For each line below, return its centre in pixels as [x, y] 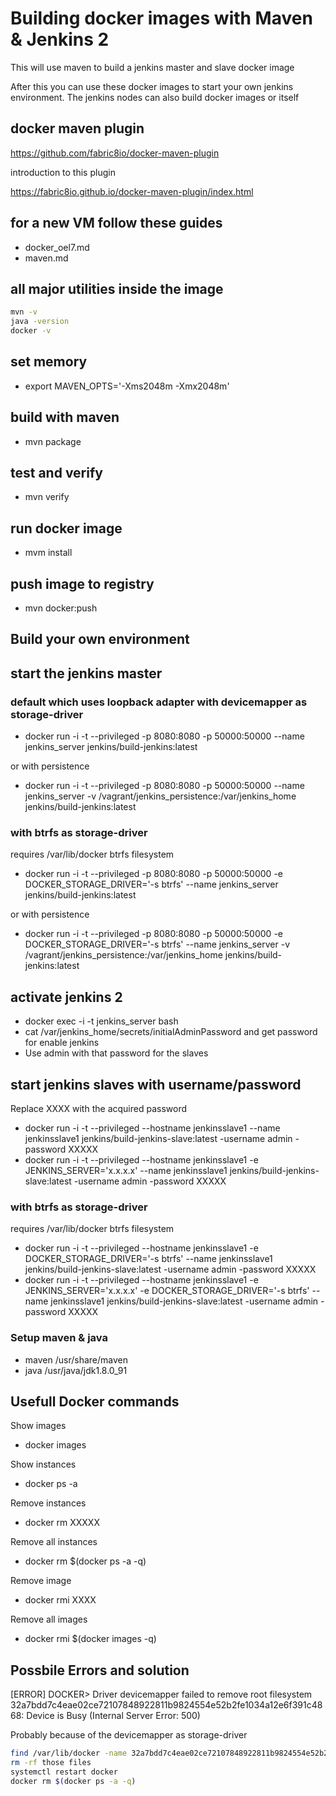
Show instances [43, 1464]
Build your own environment [100, 639]
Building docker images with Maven [161, 18]
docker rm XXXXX [62, 1523]
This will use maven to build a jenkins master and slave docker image [152, 67]
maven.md [46, 258]
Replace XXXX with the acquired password [98, 1109]
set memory [49, 362]
